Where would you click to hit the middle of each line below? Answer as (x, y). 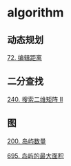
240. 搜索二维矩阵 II (35, 99)
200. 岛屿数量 (27, 141)
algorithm (35, 13)
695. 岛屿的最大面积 (35, 156)
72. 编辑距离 (25, 58)
